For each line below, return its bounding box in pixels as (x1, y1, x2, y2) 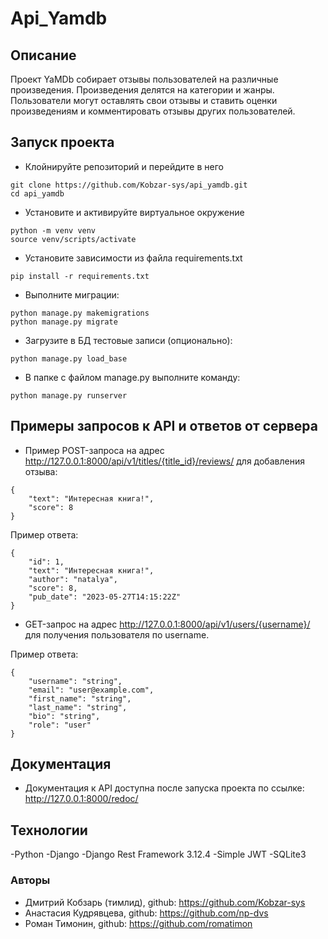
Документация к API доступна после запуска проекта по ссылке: (24, 782, 305, 794)
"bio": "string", (28, 711, 101, 721)
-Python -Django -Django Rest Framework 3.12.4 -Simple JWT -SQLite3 (10, 848, 307, 861)
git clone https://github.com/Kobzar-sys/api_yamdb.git (10, 180, 248, 190)
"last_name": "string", (28, 702, 128, 712)
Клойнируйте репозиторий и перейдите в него (24, 160, 224, 172)
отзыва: (24, 465, 58, 477)
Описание (10, 47, 77, 64)
